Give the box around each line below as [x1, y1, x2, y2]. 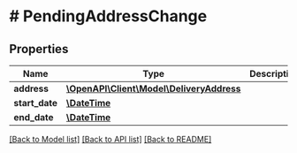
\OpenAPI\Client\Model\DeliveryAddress [65, 82, 241, 95]
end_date [13, 111, 55, 123]
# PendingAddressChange [9, 6, 208, 27]
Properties [9, 42, 69, 57]
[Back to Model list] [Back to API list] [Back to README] [9, 134, 212, 144]
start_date [13, 97, 58, 109]
